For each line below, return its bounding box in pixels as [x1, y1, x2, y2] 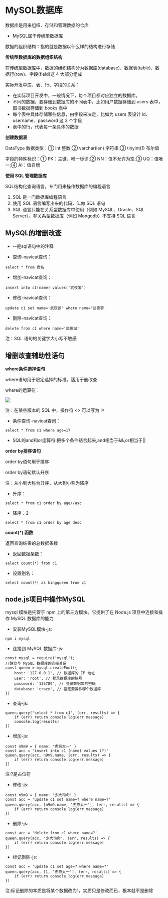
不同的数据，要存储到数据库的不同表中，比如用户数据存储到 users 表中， [12, 98, 163, 104]
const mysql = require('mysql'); [5, 656, 75, 661]
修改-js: [12, 782, 29, 788]
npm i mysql [5, 636, 30, 641]
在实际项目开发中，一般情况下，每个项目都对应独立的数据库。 [12, 92, 140, 98]
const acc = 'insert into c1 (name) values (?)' [5, 749, 109, 754]
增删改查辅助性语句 [5, 352, 65, 360]
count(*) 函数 [5, 529, 34, 535]
